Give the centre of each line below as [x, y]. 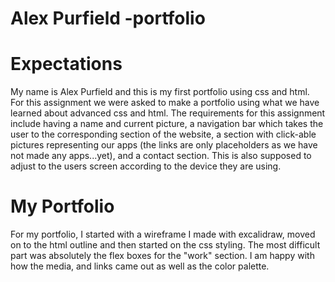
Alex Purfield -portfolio [108, 18]
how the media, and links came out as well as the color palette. [140, 266]
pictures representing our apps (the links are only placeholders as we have [164, 145]
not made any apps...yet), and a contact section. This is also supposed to [161, 156]
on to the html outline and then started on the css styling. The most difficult [165, 245]
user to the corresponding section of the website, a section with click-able [163, 134]
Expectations [66, 64]
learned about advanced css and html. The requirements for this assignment [168, 113]
